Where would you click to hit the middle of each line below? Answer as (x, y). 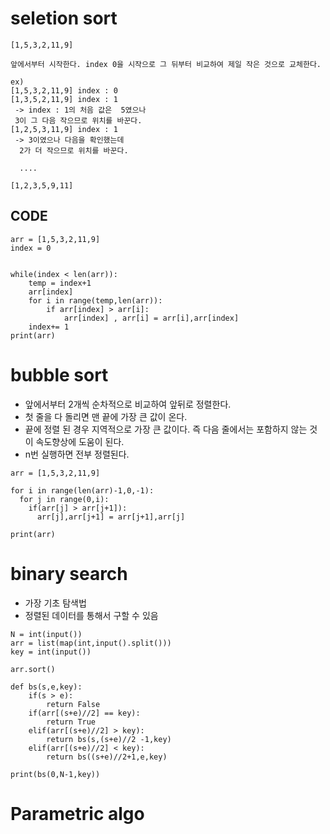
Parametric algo (77, 813)
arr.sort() (33, 669)
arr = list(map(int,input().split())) (91, 643)
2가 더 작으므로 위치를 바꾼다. (74, 150)
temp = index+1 (60, 283)
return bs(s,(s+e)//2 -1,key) (109, 739)
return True (71, 722)
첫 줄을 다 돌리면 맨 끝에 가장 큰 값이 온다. (106, 416)
